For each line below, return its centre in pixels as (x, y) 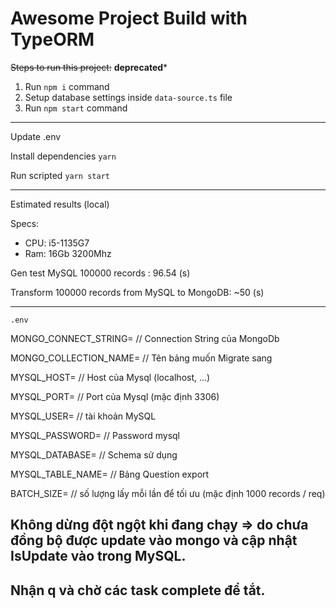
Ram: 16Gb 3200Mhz (68, 253)
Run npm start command (76, 108)
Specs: (25, 223)
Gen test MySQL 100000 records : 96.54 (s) (100, 273)
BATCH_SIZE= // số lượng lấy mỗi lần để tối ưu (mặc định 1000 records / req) (168, 493)
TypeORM (52, 39)
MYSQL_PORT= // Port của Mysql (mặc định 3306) (115, 396)
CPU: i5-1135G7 (57, 243)
